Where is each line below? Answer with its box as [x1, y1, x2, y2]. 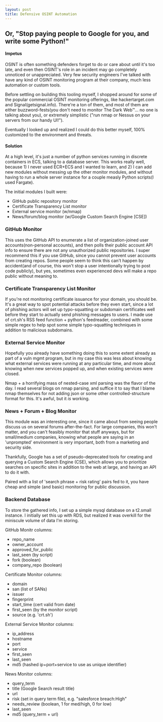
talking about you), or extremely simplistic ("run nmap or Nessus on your [5, 112, 150, 118]
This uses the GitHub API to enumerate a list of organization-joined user [5, 237, 149, 243]
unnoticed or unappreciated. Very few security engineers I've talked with [5, 72, 151, 78]
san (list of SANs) [12, 586, 48, 592]
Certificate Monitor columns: [5, 571, 62, 577]
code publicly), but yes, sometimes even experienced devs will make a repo [5, 268, 157, 274]
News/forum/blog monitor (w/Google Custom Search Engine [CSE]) [12, 214, 147, 220]
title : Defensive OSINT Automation [5, 12, 77, 16]
